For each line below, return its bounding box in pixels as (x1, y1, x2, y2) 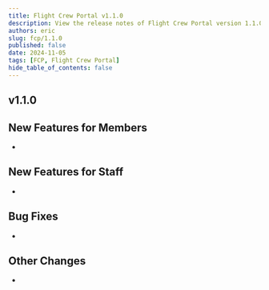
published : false (8, 42, 66, 50)
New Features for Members (8, 121, 148, 135)
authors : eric (8, 26, 56, 34)
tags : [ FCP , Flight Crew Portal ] (8, 57, 120, 65)
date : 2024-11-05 (8, 49, 66, 57)
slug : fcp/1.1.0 (8, 34, 62, 42)
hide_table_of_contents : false (8, 64, 113, 72)
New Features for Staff (8, 165, 124, 179)
